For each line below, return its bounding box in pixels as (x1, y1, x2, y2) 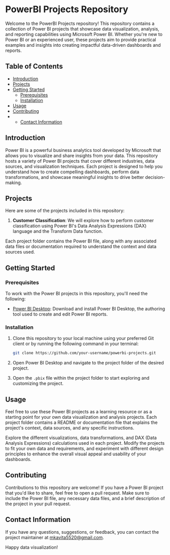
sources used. (5, 249, 36, 255)
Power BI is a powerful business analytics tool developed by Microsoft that (5, 147, 161, 153)
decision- (145, 174, 165, 180)
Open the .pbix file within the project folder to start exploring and (12, 375, 150, 381)
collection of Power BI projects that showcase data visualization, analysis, (5, 25, 160, 32)
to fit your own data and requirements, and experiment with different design (5, 446, 164, 452)
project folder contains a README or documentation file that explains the (5, 419, 158, 425)
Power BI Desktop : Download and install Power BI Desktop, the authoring (12, 306, 165, 312)
